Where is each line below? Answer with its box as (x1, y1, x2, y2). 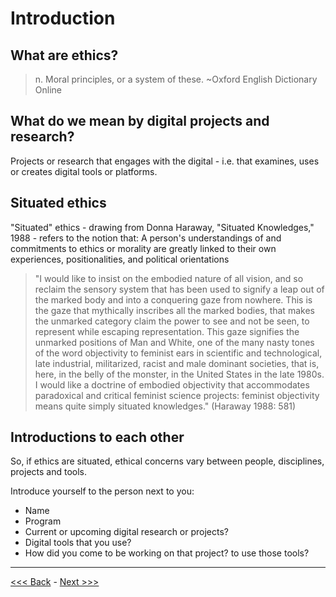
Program (24, 515, 62, 527)
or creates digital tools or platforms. (10, 165, 158, 177)
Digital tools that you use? (24, 537, 132, 549)
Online (34, 84, 62, 96)
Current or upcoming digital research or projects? (24, 526, 230, 538)
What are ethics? (10, 47, 119, 64)
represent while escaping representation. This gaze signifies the (34, 325, 300, 337)
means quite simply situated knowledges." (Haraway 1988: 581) (34, 400, 297, 412)
